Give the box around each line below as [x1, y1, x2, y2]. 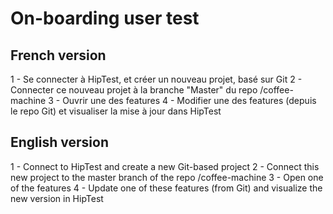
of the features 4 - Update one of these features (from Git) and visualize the [10, 182, 323, 194]
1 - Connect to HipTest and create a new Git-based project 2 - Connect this [10, 160, 320, 172]
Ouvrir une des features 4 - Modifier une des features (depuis [62, 95, 317, 106]
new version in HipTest [10, 192, 104, 204]
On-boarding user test [10, 7, 200, 30]
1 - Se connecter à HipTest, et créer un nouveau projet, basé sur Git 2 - [10, 73, 303, 85]
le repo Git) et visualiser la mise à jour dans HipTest [10, 105, 222, 117]
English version [10, 134, 109, 151]
